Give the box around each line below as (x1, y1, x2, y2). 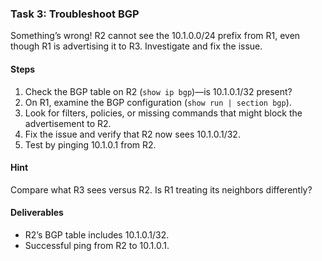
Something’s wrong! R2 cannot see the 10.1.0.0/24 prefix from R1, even (10, 30, 301, 42)
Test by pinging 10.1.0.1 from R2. (24, 138, 157, 151)
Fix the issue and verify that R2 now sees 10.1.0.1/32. (24, 128, 241, 140)
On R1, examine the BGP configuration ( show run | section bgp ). (24, 96, 292, 108)
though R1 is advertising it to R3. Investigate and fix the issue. (10, 40, 263, 52)
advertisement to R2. (24, 117, 112, 129)
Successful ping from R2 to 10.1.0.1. (24, 239, 170, 251)
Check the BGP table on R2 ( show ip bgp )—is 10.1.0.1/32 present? (24, 85, 293, 97)
